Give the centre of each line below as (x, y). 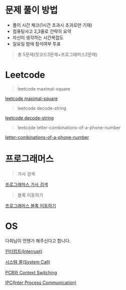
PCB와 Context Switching (31, 272)
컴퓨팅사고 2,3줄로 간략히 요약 (42, 31)
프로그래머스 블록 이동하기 (31, 205)
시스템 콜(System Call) (28, 262)
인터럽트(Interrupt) (24, 251)
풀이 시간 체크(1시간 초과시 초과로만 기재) (52, 25)
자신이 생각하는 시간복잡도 (38, 37)
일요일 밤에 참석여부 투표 (36, 43)
